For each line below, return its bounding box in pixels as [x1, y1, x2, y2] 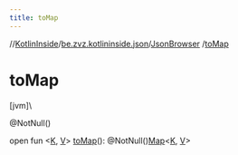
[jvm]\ [9, 100, 33, 111]
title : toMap [9, 13, 59, 23]
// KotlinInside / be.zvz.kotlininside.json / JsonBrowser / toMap [9, 38, 229, 49]
